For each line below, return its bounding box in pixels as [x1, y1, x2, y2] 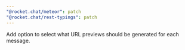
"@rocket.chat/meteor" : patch [6, 8, 82, 15]
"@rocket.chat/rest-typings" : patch [6, 14, 97, 20]
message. [6, 37, 30, 44]
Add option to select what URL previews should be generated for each [6, 30, 179, 37]
